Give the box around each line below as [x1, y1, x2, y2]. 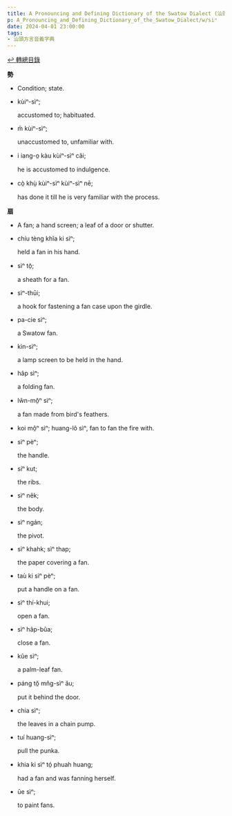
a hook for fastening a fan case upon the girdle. [17, 302, 153, 311]
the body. [17, 505, 45, 513]
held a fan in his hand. [17, 248, 81, 256]
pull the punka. [17, 747, 60, 755]
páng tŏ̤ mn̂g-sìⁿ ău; [17, 679, 75, 687]
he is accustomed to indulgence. [17, 165, 110, 173]
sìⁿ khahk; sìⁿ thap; [17, 545, 71, 553]
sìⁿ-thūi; [17, 289, 40, 297]
